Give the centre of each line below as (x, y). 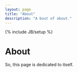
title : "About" (20, 14)
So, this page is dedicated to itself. (39, 65)
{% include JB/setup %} (29, 32)
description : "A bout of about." (39, 18)
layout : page (18, 9)
